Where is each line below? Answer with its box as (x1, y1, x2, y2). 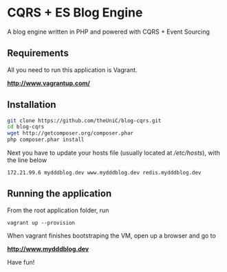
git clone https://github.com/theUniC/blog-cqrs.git (7, 117, 162, 124)
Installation (7, 99, 56, 111)
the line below (7, 156, 47, 164)
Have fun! (7, 258, 35, 266)
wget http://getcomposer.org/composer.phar (7, 130, 134, 137)
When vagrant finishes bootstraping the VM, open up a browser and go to (7, 231, 217, 240)
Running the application (7, 188, 112, 200)
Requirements (7, 47, 69, 59)
